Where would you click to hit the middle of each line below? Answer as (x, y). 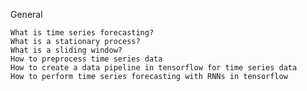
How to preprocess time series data (86, 59)
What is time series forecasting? (82, 33)
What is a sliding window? (66, 50)
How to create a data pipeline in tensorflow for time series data (154, 68)
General (26, 14)
